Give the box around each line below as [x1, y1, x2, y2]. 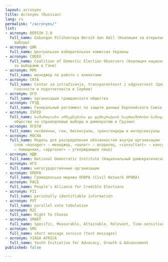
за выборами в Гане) [14, 63, 57, 68]
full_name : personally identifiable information [9, 193, 113, 198]
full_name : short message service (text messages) [9, 231, 117, 236]
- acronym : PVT [5, 198, 37, 203]
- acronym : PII [5, 189, 37, 194]
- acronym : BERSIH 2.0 [5, 31, 52, 36]
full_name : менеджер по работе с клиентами [9, 73, 101, 78]
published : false [5, 245, 41, 250]
